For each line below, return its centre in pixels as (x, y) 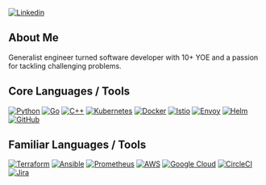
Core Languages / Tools (69, 92)
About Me (33, 38)
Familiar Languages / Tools (77, 145)
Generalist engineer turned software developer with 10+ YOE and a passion (133, 57)
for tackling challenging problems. (65, 65)
